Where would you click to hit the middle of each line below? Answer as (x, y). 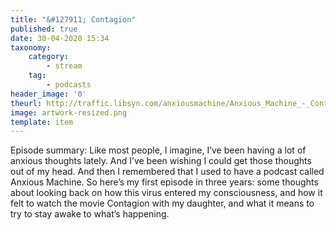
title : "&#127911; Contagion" (73, 19)
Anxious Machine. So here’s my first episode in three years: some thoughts (164, 182)
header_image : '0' (48, 94)
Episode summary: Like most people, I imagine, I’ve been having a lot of (158, 150)
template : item (42, 122)
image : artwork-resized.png (69, 112)
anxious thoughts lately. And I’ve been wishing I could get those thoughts (161, 161)
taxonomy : (31, 47)
